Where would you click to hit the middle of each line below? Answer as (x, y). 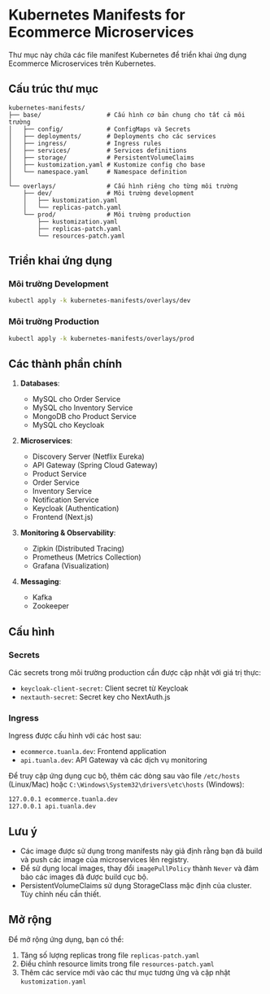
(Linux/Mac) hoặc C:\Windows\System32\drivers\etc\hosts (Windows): (126, 785)
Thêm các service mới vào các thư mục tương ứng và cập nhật (125, 972)
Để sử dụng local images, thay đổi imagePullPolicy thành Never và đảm (139, 869)
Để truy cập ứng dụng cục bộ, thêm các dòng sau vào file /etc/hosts (124, 776)
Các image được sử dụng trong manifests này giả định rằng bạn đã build (141, 851)
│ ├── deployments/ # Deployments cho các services (113, 136)
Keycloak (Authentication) (76, 508)
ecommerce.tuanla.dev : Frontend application (93, 752)
